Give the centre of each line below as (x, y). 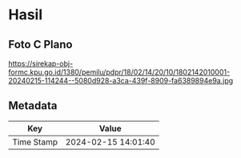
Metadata (33, 106)
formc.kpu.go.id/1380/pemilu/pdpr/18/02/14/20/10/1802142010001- (119, 72)
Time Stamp (35, 142)
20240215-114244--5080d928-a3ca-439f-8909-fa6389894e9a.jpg (121, 81)
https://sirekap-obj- (41, 63)
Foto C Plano (40, 45)
